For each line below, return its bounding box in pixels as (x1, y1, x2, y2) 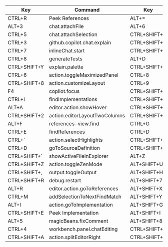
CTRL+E (7, 128, 26, 135)
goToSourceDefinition (49, 145, 100, 151)
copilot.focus (49, 88, 80, 94)
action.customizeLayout (49, 80, 105, 86)
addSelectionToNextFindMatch (49, 193, 121, 200)
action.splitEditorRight (49, 234, 101, 241)
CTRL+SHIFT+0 (129, 63, 166, 70)
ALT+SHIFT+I (129, 210, 161, 216)
